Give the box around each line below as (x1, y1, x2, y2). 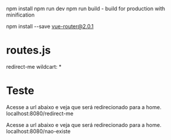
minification (6, 11, 35, 18)
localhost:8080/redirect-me (6, 110, 74, 117)
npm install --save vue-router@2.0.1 (6, 23, 94, 30)
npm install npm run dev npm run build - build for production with (6, 5, 166, 12)
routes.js (6, 44, 51, 57)
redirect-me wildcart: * (6, 63, 62, 70)
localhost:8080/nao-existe (6, 128, 71, 135)
